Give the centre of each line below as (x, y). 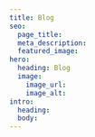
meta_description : (52, 43)
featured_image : (48, 51)
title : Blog (32, 18)
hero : (19, 59)
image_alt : (46, 93)
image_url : (46, 85)
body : (28, 118)
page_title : (40, 34)
